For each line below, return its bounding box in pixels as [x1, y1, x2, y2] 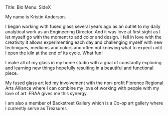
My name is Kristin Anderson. [5, 14, 66, 19]
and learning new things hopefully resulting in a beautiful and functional [5, 65, 154, 71]
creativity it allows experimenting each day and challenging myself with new [5, 39, 163, 45]
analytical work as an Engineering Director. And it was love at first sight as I [5, 29, 160, 34]
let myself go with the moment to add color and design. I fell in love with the [5, 34, 162, 40]
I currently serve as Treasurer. [5, 106, 68, 111]
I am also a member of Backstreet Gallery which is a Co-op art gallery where [5, 100, 163, 106]
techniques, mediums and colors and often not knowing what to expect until [5, 45, 162, 50]
